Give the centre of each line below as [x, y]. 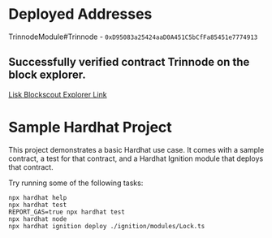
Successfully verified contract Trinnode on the [129, 62]
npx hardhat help [38, 197]
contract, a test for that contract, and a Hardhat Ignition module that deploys [136, 158]
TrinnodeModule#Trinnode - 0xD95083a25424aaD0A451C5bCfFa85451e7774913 [133, 37]
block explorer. [47, 75]
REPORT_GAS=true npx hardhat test [67, 212]
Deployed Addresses [80, 14]
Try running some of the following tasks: [76, 183]
